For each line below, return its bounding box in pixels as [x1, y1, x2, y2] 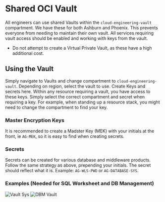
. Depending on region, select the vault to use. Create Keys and [16, 83, 146, 89]
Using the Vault [5, 65, 54, 73]
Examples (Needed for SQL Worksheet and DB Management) [5, 180, 155, 187]
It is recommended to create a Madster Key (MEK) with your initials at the [5, 128, 155, 134]
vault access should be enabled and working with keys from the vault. [5, 35, 148, 41]
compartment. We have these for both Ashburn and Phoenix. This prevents [5, 24, 158, 30]
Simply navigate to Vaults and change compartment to [5, 78, 116, 84]
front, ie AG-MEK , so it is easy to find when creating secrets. [5, 133, 125, 139]
